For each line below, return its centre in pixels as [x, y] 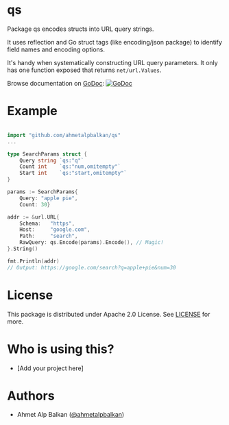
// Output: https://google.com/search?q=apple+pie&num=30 [92, 267]
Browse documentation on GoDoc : [56, 83]
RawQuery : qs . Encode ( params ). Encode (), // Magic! [92, 243]
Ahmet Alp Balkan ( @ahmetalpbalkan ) [71, 415]
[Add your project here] [50, 368]
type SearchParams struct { [47, 154]
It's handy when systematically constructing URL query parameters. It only [112, 62]
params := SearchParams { [43, 192]
